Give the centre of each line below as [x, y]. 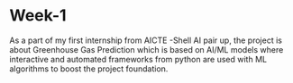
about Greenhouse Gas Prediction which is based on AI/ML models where [146, 49]
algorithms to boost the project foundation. [89, 69]
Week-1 [38, 16]
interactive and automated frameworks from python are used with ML [138, 59]
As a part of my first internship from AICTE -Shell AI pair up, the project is [146, 40]
